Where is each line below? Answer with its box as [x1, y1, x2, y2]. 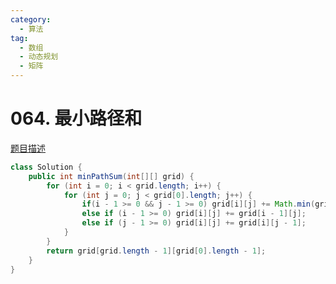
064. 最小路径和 [10, 107, 143, 130]
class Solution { [10, 162, 83, 172]
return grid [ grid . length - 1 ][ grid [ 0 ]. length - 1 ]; [46, 246, 267, 256]
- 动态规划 [19, 52, 59, 62]
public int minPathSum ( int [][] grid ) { [28, 171, 195, 181]
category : [10, 14, 52, 25]
